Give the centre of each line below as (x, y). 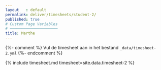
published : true (22, 19)
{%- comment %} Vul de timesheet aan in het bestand (62, 48)
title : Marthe (20, 33)
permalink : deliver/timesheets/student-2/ (51, 15)
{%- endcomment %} (40, 53)
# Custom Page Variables (31, 24)
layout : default (26, 10)
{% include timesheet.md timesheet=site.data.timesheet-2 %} (70, 63)
